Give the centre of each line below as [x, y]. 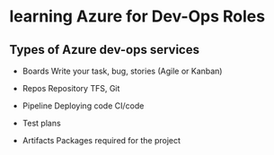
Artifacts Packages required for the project [102, 140]
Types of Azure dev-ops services [105, 50]
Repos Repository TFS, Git [71, 88]
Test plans [41, 123]
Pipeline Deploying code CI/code [83, 106]
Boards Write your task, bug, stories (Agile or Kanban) [122, 71]
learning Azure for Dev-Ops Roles [137, 17]
